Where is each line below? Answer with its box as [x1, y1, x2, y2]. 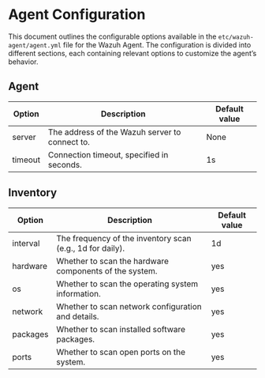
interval [12, 237, 40, 248]
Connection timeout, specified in [47, 149, 169, 160]
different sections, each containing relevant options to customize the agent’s [8, 48, 257, 58]
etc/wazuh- [218, 33, 254, 41]
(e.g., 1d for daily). [56, 243, 125, 254]
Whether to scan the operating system [56, 278, 199, 289]
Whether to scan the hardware [56, 255, 170, 266]
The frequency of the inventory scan [56, 232, 192, 244]
